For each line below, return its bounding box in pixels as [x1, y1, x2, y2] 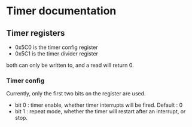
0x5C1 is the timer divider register [14, 50, 99, 57]
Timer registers [6, 28, 65, 38]
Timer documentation [6, 4, 117, 18]
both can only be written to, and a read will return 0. [6, 61, 135, 69]
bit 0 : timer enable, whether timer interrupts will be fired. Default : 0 [14, 101, 183, 109]
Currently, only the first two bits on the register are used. [6, 90, 146, 97]
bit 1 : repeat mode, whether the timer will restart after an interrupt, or [14, 108, 186, 115]
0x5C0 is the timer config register [14, 44, 99, 51]
